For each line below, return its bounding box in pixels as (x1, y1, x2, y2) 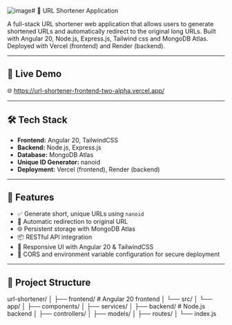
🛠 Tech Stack (7, 114, 68, 126)
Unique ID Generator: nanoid (17, 158, 101, 166)
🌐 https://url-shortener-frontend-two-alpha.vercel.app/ (7, 86, 165, 94)
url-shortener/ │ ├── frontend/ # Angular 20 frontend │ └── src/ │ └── (7, 295, 213, 303)
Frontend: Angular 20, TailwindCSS (17, 136, 119, 144)
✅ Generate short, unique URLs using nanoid (17, 210, 144, 218)
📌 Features (7, 191, 55, 203)
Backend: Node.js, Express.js (17, 143, 101, 151)
